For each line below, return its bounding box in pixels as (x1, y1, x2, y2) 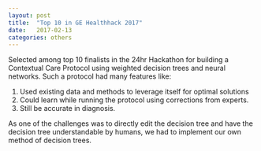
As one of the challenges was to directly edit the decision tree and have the (8, 119, 254, 128)
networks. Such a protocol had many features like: (8, 72, 172, 81)
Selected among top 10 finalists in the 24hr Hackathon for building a (8, 55, 229, 64)
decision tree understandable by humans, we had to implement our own (8, 127, 242, 137)
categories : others (8, 33, 73, 42)
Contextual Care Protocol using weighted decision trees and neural (8, 64, 226, 73)
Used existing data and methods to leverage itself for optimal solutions (19, 87, 250, 97)
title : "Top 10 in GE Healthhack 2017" (8, 19, 144, 27)
